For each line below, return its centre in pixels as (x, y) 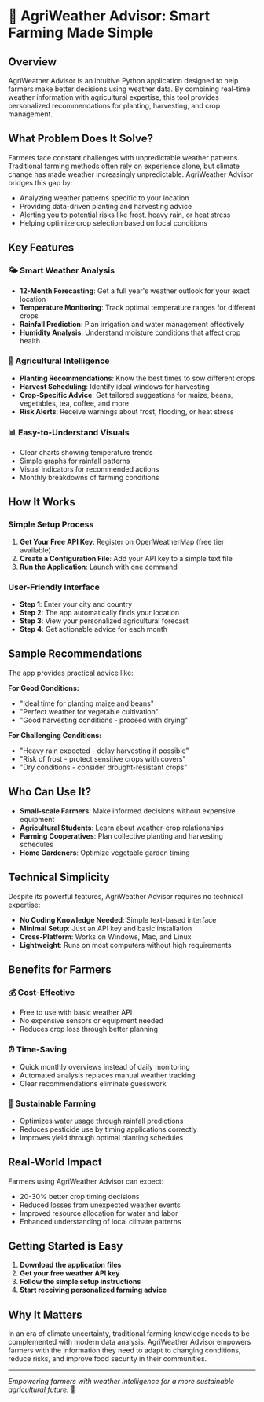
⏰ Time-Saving (38, 1050)
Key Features (41, 248)
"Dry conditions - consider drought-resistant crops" (103, 767)
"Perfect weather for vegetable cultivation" (89, 711)
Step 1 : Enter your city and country (76, 604)
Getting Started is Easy (66, 1246)
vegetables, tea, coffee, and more (74, 403)
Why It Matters (45, 1314)
